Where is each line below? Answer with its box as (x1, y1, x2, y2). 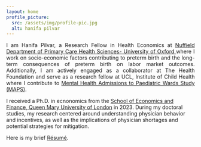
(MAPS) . (6, 86, 27, 93)
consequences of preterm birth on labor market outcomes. (23, 61, 195, 68)
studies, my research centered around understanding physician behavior (6, 110, 185, 117)
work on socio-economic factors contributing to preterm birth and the (6, 54, 181, 61)
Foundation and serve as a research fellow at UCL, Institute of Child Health (6, 73, 195, 80)
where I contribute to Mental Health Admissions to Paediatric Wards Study (6, 80, 195, 87)
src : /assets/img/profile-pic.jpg (11, 20, 98, 26)
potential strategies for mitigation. (6, 123, 90, 130)
